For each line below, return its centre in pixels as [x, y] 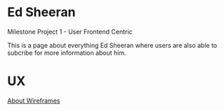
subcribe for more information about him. [67, 53]
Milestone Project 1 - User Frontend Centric [70, 32]
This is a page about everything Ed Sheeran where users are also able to [112, 45]
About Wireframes [34, 100]
